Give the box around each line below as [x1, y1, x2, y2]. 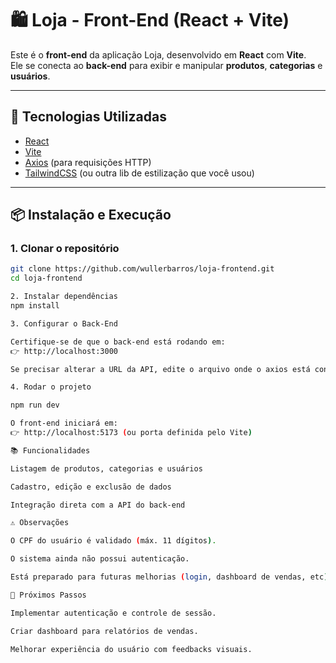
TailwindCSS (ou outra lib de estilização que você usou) [24, 167, 255, 179]
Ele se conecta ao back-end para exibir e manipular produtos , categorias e [10, 59, 323, 71]
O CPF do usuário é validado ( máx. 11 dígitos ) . [10, 536, 217, 546]
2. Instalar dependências [10, 292, 118, 302]
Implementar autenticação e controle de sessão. [10, 608, 217, 618]
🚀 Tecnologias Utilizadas [10, 108, 167, 126]
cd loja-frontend [10, 273, 83, 284]
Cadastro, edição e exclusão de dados [10, 482, 172, 492]
